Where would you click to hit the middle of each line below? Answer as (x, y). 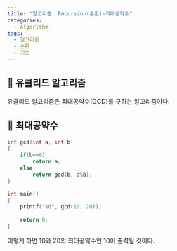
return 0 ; (34, 220)
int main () (23, 194)
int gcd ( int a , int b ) (40, 142)
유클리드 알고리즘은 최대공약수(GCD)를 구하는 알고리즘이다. (88, 101)
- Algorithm (31, 27)
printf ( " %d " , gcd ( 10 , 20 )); (61, 207)
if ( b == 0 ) (33, 155)
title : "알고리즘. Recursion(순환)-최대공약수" (70, 14)
